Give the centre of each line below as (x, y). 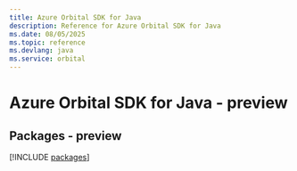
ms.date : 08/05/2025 (48, 34)
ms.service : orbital (48, 59)
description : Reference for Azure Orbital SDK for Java (115, 26)
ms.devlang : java (41, 51)
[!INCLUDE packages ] (49, 157)
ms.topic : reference (48, 42)
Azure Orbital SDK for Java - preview (148, 103)
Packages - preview (66, 136)
